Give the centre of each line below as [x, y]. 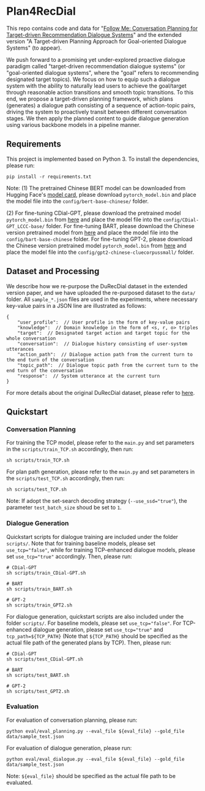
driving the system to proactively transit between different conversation [97, 112]
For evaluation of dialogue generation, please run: [69, 748]
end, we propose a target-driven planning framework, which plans [90, 99]
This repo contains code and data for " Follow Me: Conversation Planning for [102, 28]
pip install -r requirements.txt [49, 177]
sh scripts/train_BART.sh [39, 589]
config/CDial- [181, 220]
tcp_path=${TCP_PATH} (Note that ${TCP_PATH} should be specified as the [97, 636]
